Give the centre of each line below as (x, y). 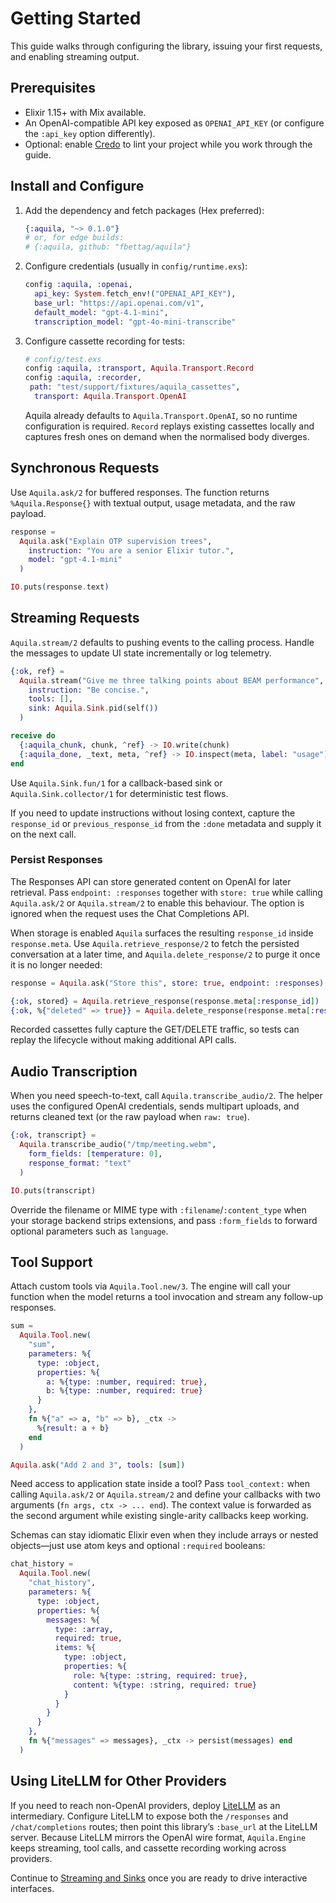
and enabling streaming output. (75, 56)
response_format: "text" (80, 1163)
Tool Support (51, 1262)
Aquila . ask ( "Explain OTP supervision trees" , (116, 541)
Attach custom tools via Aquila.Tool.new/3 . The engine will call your (151, 1286)
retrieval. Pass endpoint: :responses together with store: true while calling (166, 892)
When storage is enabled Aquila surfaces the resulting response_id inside (162, 933)
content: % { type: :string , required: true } (165, 1685)
